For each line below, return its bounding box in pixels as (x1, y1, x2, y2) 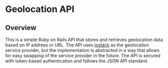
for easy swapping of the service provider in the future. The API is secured (5, 52, 160, 58)
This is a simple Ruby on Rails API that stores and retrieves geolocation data (5, 36, 163, 42)
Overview (5, 23, 37, 32)
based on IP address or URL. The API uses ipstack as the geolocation (5, 42, 149, 48)
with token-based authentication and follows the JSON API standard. (5, 58, 148, 63)
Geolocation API (5, 3, 75, 15)
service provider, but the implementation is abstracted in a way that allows (5, 47, 160, 53)
